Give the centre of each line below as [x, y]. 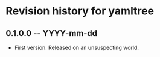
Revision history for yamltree [80, 11]
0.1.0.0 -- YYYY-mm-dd [52, 33]
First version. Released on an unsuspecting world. [77, 47]
